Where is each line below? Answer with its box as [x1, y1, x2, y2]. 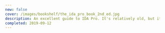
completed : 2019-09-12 [5, 20, 52, 26]
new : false [5, 7, 27, 12]
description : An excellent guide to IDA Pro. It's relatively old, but [5, 16, 155, 21]
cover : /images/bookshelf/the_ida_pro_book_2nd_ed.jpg [5, 12, 120, 16]
